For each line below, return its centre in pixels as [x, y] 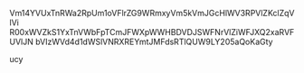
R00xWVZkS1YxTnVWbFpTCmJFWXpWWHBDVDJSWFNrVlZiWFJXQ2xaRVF [152, 32]
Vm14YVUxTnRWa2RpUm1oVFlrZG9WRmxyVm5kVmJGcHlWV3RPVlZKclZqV [152, 13]
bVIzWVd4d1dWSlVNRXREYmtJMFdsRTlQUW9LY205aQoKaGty [154, 41]
